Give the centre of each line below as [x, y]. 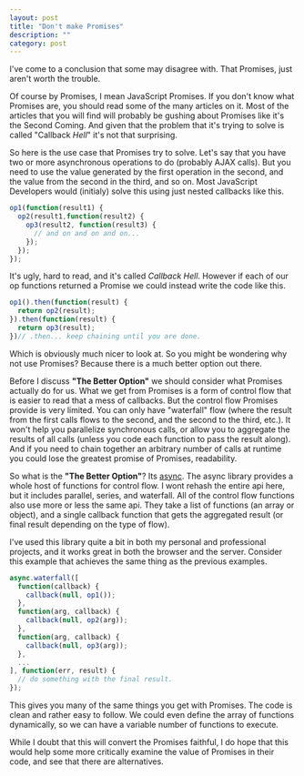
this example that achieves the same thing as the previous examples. [138, 561]
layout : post [34, 18]
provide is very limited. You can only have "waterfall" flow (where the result [151, 409]
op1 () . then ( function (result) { [69, 302]
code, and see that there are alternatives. [86, 761]
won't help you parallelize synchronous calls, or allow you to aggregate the [150, 429]
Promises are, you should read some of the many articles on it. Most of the [149, 106]
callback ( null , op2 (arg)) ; [77, 620]
